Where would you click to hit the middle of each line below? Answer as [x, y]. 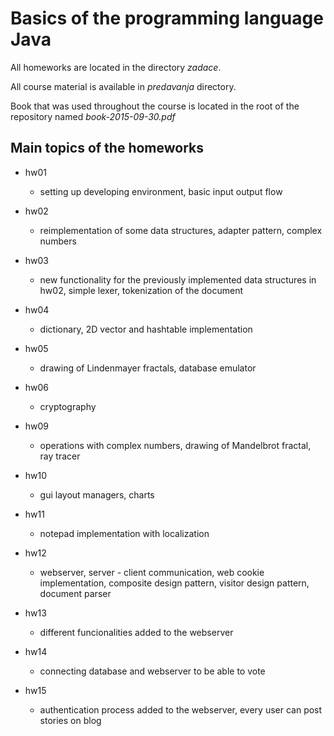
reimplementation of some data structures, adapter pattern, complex [181, 230]
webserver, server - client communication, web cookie [152, 572]
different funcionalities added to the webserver [136, 632]
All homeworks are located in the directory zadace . [116, 67]
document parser [75, 593]
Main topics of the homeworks [107, 148]
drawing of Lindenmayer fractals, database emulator [148, 368]
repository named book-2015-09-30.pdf [93, 116]
